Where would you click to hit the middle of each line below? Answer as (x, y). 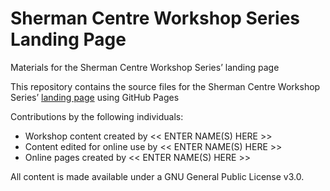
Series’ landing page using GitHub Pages (95, 97)
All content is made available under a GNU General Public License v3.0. (157, 176)
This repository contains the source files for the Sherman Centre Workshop (165, 86)
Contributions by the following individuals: (97, 116)
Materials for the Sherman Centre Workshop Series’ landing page (145, 67)
